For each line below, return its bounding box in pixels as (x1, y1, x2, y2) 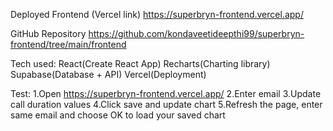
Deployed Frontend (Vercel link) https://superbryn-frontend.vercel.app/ (10, 9, 304, 20)
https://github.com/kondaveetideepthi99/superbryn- (88, 28, 305, 39)
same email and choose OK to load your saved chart (10, 109, 226, 121)
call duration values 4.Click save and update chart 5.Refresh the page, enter (10, 99, 323, 110)
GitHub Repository (10, 28, 87, 39)
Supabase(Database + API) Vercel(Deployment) (10, 69, 207, 80)
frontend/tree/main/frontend (10, 39, 127, 50)
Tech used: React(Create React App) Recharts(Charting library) (10, 58, 271, 69)
